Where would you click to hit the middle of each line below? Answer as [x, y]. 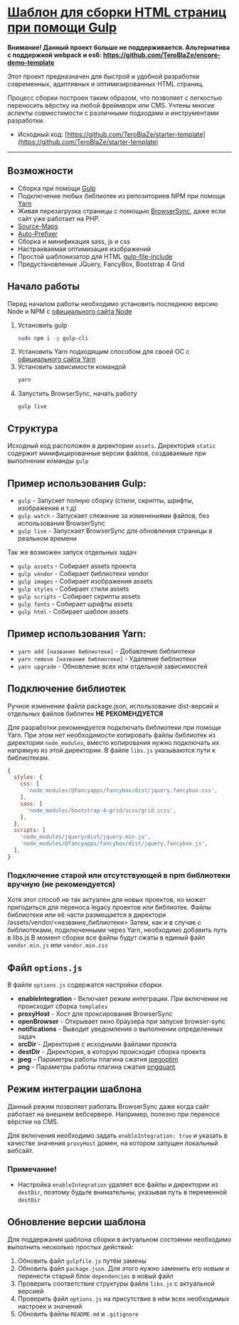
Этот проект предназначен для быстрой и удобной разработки [103, 76]
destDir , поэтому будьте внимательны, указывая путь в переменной [122, 1192]
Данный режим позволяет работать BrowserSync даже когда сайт [108, 1106]
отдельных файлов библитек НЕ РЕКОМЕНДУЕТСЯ [85, 714]
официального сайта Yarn [57, 359]
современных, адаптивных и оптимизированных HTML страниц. [106, 83]
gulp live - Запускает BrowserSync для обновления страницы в [115, 530]
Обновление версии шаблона [76, 1222]
